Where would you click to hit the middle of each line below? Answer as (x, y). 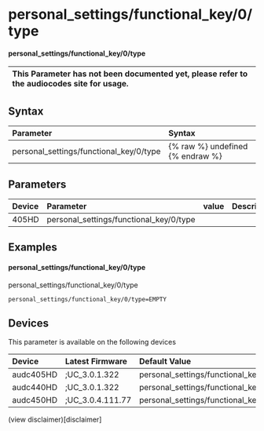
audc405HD (35, 374)
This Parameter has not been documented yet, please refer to (130, 74)
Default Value (165, 361)
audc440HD (35, 388)
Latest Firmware (96, 361)
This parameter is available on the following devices (92, 342)
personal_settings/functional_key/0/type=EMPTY (88, 299)
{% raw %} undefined (208, 147)
